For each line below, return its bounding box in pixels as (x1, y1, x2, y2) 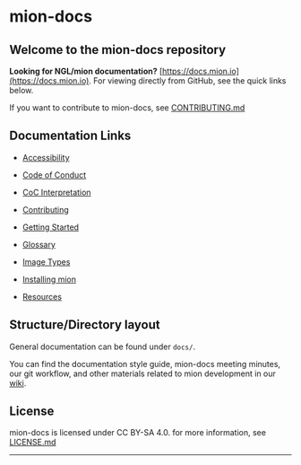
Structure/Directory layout (9, 317, 160, 333)
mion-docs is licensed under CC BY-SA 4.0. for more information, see (9, 427, 267, 438)
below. (9, 85, 34, 95)
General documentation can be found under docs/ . (9, 341, 195, 352)
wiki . (9, 377, 27, 388)
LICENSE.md (9, 437, 56, 448)
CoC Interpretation (21, 187, 91, 197)
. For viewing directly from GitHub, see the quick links (89, 75, 287, 86)
